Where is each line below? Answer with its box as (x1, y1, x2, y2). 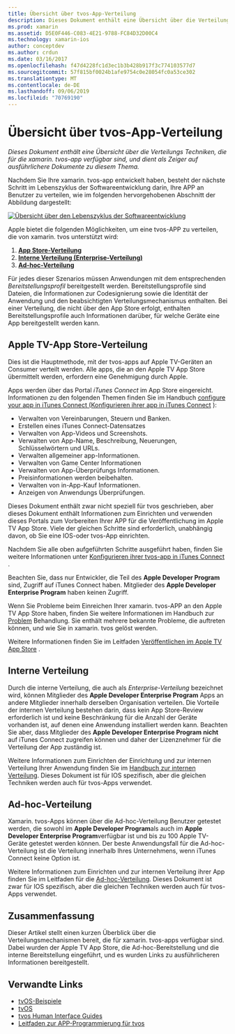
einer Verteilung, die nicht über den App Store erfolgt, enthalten (8, 304, 191, 312)
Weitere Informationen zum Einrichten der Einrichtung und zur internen (8, 756, 211, 764)
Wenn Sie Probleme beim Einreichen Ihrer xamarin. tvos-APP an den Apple (8, 601, 222, 610)
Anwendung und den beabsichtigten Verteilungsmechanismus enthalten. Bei (8, 296, 228, 305)
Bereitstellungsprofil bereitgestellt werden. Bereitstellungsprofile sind (8, 282, 206, 290)
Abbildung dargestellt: (8, 198, 72, 206)
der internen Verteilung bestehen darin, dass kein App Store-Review (8, 706, 204, 714)
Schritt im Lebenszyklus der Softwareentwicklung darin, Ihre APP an (8, 183, 204, 192)
